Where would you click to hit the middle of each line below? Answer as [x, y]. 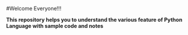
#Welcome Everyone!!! [34, 8]
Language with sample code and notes [55, 26]
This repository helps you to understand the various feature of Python [94, 20]
